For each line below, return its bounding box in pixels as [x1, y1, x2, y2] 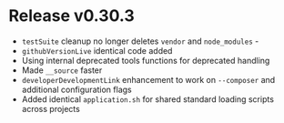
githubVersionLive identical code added [21, 45, 173, 56]
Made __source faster [21, 65, 103, 76]
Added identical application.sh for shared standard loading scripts [21, 93, 275, 105]
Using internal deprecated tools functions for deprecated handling [21, 55, 270, 66]
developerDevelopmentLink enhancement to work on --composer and [21, 74, 276, 85]
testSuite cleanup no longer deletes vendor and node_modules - [21, 36, 259, 46]
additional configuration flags [21, 84, 133, 95]
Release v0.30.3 [8, 5, 135, 26]
